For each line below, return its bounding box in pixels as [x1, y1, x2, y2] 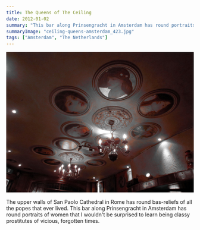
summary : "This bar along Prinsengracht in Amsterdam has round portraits [6, 22, 196, 28]
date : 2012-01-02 [6, 15, 49, 22]
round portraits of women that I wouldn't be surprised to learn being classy [6, 211, 190, 218]
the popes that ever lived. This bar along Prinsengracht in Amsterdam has [6, 205, 187, 212]
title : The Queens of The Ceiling [6, 10, 92, 15]
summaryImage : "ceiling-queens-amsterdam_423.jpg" [6, 29, 135, 34]
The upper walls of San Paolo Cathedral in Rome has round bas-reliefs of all [6, 199, 192, 206]
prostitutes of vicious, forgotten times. [6, 218, 100, 225]
